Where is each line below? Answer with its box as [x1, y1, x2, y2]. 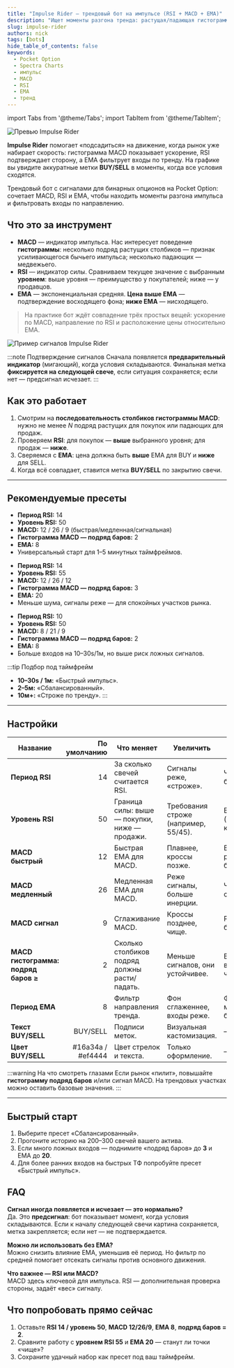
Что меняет [116, 743, 158, 753]
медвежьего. [17, 260, 57, 268]
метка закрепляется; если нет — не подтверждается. [7, 1227, 167, 1235]
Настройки [7, 718, 58, 730]
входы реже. [166, 1011, 210, 1021]
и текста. [114, 1051, 145, 1061]
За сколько [114, 759, 152, 769]
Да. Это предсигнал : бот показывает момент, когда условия [7, 1212, 189, 1221]
